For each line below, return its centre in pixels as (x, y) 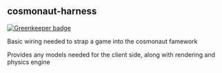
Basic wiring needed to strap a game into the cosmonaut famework (102, 41)
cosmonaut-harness (52, 11)
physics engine (29, 62)
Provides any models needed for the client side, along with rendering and (111, 54)
